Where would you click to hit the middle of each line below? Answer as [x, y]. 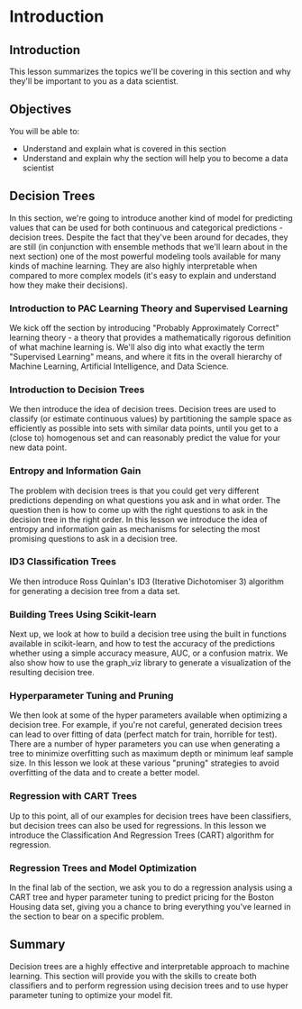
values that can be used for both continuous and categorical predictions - [146, 227]
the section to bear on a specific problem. [87, 916]
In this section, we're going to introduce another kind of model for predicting [151, 217]
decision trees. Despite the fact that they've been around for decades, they [149, 237]
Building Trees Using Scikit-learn [83, 614]
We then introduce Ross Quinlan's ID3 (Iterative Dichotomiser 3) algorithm [146, 581]
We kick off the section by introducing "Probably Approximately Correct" [144, 327]
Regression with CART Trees [73, 796]
